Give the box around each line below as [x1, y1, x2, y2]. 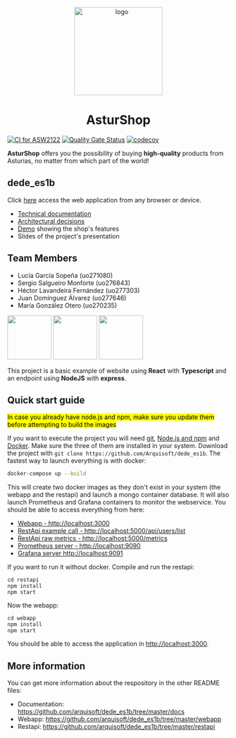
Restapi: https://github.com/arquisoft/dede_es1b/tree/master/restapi [17, 722, 216, 731]
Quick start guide [7, 394, 85, 406]
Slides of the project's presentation [17, 231, 120, 240]
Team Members [7, 253, 77, 265]
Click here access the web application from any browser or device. [7, 195, 202, 204]
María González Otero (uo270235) [17, 301, 118, 310]
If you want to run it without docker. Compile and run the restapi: [7, 563, 195, 571]
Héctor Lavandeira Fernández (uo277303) [17, 286, 140, 294]
